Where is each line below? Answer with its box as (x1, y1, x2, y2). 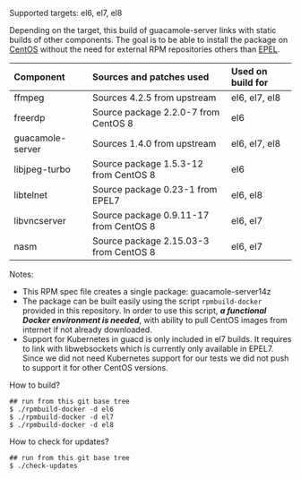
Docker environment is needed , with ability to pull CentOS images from (21, 315, 288, 325)
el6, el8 (231, 189, 262, 201)
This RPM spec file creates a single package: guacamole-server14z (21, 287, 271, 296)
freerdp (13, 112, 46, 124)
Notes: (9, 269, 34, 279)
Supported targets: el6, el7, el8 (9, 8, 123, 18)
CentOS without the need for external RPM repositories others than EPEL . (9, 44, 280, 55)
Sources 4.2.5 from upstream (92, 91, 217, 104)
